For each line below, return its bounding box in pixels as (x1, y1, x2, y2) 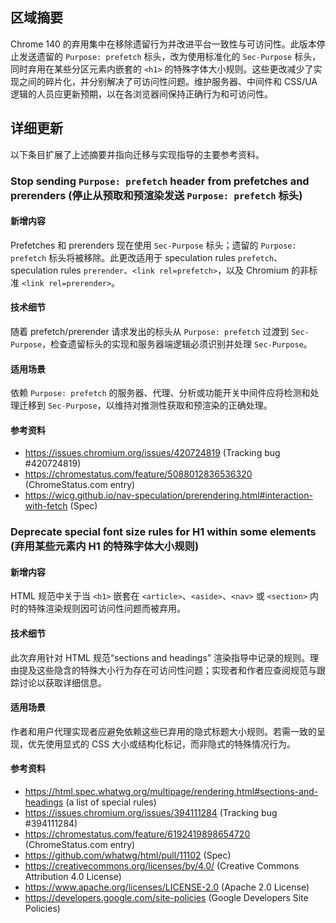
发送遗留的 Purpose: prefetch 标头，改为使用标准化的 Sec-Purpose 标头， (18, 50, 322, 62)
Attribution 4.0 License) (24, 871, 122, 883)
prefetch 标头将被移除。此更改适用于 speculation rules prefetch (10, 251, 275, 263)
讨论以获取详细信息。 (18, 676, 107, 688)
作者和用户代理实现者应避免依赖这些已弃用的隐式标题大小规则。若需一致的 (10, 725, 317, 737)
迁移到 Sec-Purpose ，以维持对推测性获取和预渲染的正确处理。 (18, 399, 273, 412)
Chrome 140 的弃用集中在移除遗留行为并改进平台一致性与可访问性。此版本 (10, 38, 317, 50)
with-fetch (24, 500, 68, 512)
